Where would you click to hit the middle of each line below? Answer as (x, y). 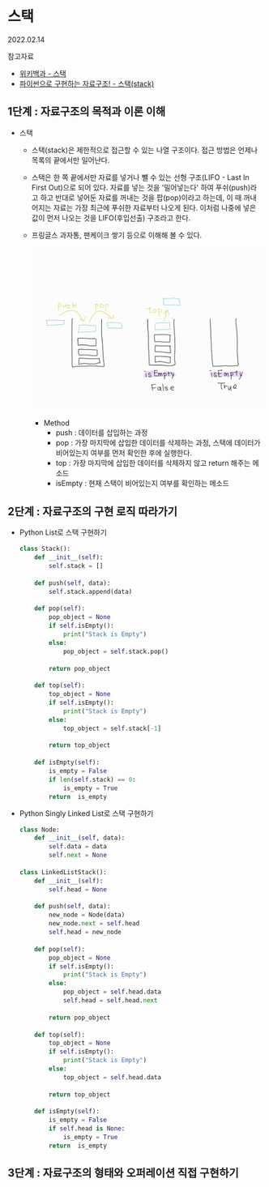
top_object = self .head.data (112, 1077)
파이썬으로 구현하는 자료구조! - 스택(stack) (87, 83)
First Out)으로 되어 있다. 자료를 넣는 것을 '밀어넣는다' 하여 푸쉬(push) (141, 187)
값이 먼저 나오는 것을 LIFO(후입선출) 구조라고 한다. (111, 218)
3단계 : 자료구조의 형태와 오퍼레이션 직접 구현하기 (124, 1173)
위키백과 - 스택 (43, 73)
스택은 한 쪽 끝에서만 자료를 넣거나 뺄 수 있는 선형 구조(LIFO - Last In (140, 177)
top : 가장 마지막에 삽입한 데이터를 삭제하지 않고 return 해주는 (153, 463)
